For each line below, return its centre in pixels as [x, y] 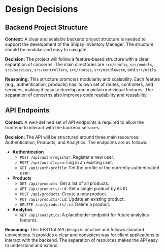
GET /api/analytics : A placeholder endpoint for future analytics [84, 215]
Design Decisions [42, 9]
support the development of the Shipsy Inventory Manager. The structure [79, 44]
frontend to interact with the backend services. [53, 127]
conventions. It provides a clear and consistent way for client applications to [82, 235]
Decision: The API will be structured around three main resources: [72, 137]
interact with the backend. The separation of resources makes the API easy [82, 240]
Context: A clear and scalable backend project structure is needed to [76, 39]
